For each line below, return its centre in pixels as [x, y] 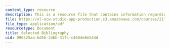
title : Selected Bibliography [37, 33]
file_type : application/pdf [35, 24]
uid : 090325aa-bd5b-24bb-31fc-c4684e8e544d [52, 38]
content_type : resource [30, 10]
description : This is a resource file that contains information [75, 14]
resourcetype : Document [30, 28]
